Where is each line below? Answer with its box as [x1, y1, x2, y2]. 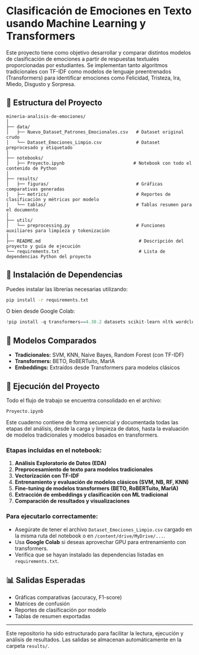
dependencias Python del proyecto [6, 253, 92, 259]
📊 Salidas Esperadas [6, 575, 86, 585]
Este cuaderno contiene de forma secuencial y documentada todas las [6, 418, 179, 425]
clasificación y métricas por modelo [6, 196, 99, 202]
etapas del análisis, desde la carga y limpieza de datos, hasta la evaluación [6, 425, 189, 432]
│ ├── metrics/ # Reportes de [6, 191, 171, 197]
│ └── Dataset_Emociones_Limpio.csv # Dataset [6, 139, 161, 145]
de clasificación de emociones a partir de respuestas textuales [6, 55, 159, 62]
